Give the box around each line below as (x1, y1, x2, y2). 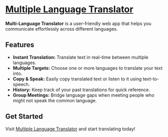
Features (5, 41, 34, 49)
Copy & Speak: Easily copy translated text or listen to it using (12, 75, 142, 82)
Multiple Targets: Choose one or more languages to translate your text (12, 65, 163, 71)
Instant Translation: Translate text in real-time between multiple (12, 54, 149, 60)
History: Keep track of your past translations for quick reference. (12, 87, 150, 93)
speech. (12, 81, 30, 87)
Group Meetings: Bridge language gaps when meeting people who (12, 92, 155, 98)
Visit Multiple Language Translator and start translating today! (5, 126, 136, 132)
